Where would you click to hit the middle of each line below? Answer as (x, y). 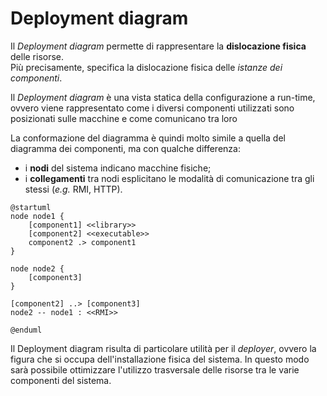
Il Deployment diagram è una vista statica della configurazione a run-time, (163, 97)
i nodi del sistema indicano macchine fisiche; (118, 168)
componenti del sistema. (61, 380)
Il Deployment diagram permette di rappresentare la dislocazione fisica (158, 46)
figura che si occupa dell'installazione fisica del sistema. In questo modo (160, 359)
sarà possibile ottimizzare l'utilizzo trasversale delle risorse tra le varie (155, 369)
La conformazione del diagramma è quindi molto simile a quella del (148, 138)
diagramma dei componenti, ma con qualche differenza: (125, 148)
